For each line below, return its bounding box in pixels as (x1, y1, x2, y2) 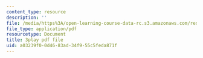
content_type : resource (6, 8, 66, 15)
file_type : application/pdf (6, 25, 77, 32)
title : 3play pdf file (6, 37, 63, 43)
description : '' (6, 14, 47, 21)
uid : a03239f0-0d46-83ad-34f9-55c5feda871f (6, 43, 118, 49)
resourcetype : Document (6, 31, 66, 37)
